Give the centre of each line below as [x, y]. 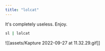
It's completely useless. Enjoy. [36, 24]
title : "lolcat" [22, 10]
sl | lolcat [17, 33]
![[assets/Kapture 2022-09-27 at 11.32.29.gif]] [53, 42]
